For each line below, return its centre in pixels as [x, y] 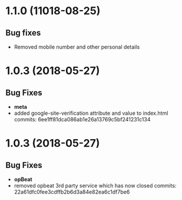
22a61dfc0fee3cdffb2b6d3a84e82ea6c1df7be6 [72, 192]
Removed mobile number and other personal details [77, 47]
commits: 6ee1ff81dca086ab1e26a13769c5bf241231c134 [82, 119]
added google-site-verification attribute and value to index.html [91, 113]
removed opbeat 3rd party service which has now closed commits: [95, 186]
